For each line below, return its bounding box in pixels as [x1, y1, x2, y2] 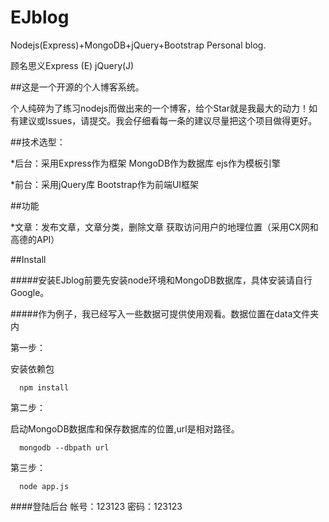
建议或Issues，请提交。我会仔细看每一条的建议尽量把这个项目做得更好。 [18, 114, 318, 126]
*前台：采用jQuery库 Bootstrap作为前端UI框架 [10, 178, 200, 190]
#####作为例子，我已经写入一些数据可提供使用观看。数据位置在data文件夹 [10, 307, 320, 320]
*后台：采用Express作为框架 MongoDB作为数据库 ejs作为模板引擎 [10, 157, 281, 169]
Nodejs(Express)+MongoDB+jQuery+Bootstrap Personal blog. [10, 39, 267, 51]
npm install [19, 382, 70, 393]
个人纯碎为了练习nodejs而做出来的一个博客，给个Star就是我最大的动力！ [10, 102, 309, 114]
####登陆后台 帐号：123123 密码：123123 [10, 500, 183, 512]
